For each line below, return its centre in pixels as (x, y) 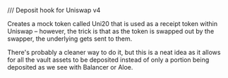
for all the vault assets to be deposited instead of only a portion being (108, 60)
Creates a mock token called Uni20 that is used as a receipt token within (112, 24)
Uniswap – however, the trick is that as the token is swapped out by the (111, 31)
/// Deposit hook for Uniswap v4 (54, 10)
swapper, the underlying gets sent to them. (70, 39)
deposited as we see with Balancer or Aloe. (70, 67)
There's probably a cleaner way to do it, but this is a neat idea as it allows (114, 52)
